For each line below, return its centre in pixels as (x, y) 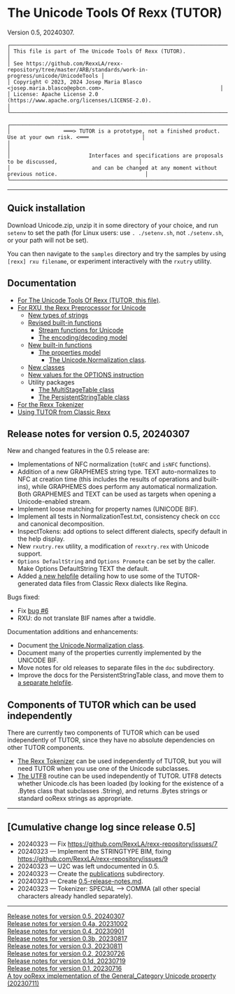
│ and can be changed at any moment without (112, 168)
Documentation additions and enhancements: (73, 632)
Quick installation (47, 208)
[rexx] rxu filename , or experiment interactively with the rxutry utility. (109, 261)
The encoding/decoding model (83, 337)
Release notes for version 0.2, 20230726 (66, 953)
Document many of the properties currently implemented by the (109, 653)
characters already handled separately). (75, 896)
